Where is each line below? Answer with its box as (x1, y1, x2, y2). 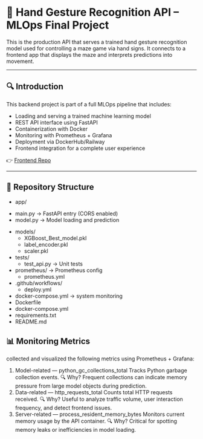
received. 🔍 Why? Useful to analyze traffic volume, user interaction (14, 395, 183, 403)
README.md (14, 317, 47, 325)
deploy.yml (24, 285, 52, 293)
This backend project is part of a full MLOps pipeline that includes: (6, 100, 172, 108)
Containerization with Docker (14, 125, 88, 132)
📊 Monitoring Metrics (6, 336, 91, 346)
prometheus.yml (24, 273, 65, 280)
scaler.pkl (24, 247, 48, 255)
